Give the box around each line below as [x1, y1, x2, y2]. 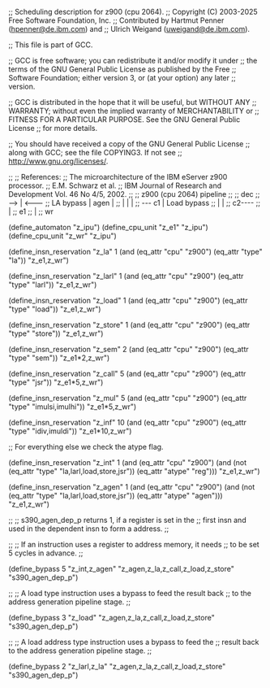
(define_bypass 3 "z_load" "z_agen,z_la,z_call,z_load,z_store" [8, 613, 215, 622]
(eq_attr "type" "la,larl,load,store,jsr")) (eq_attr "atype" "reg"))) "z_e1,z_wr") [8, 467, 261, 476]
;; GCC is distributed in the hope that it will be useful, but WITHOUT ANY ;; [8, 98, 257, 107]
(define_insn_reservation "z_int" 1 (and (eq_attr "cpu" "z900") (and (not [8, 458, 247, 467]
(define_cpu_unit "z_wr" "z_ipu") [8, 231, 118, 241]
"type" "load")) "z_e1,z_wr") [8, 304, 101, 314]
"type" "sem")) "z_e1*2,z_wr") [8, 353, 110, 363]
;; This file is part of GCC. [8, 40, 93, 50]
